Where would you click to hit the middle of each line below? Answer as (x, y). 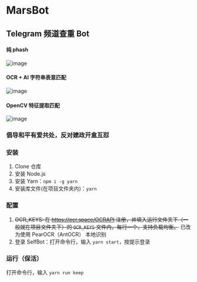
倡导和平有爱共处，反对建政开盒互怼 (58, 135)
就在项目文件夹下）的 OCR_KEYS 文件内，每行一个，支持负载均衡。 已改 (105, 227)
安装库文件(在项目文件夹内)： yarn (56, 189)
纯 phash (17, 50)
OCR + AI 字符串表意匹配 (36, 77)
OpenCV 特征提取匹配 (33, 105)
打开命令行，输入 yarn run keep (45, 272)
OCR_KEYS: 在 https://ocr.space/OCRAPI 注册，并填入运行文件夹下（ (99, 219)
